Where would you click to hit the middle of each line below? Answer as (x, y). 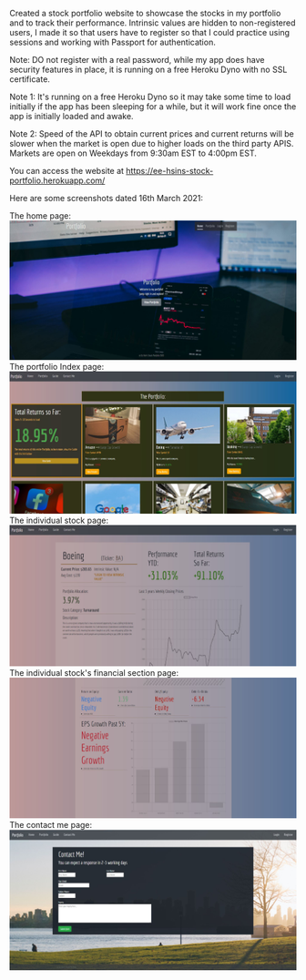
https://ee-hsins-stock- (170, 171)
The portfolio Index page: (57, 367)
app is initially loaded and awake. (71, 116)
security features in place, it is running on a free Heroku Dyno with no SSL (148, 69)
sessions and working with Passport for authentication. (112, 42)
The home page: (40, 216)
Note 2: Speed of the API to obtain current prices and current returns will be (152, 134)
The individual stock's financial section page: (94, 672)
